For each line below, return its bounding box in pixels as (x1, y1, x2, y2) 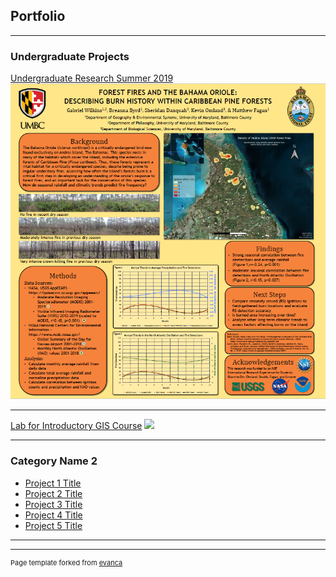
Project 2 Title (24, 487, 83, 499)
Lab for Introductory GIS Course (10, 420, 143, 432)
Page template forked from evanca (10, 557, 123, 568)
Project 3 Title (24, 498, 83, 510)
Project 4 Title (24, 509, 83, 521)
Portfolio (10, 8, 66, 25)
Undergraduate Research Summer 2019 (10, 72, 174, 84)
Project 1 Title (24, 477, 82, 489)
